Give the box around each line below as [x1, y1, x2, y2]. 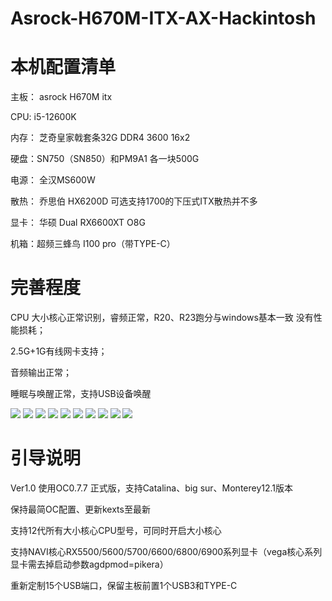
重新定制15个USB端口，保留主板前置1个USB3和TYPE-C [10, 580, 238, 591]
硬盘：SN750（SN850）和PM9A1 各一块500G [10, 153, 200, 165]
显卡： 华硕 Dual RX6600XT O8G [10, 217, 146, 229]
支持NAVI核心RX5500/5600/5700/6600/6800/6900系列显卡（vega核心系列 [10, 546, 323, 557]
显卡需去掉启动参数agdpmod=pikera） [10, 558, 169, 570]
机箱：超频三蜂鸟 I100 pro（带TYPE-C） [10, 238, 176, 250]
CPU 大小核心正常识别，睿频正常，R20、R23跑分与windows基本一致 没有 [10, 312, 314, 324]
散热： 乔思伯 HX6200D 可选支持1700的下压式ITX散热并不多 [10, 195, 258, 207]
